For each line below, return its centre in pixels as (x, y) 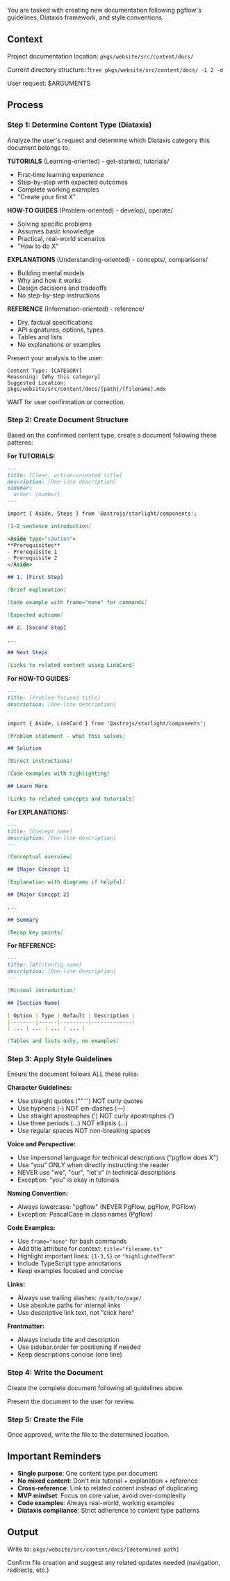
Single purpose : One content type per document (87, 1473)
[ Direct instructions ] (40, 761)
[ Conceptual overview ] (40, 857)
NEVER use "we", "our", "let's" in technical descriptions (96, 1173)
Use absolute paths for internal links (69, 1305)
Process (25, 105)
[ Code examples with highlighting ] (59, 774)
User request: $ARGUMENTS (49, 83)
